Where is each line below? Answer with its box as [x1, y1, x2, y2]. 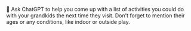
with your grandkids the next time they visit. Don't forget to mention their [6, 12, 185, 19]
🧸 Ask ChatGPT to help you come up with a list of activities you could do [6, 6, 184, 13]
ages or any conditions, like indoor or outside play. [6, 18, 130, 25]
